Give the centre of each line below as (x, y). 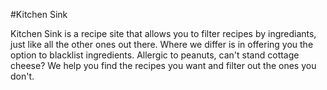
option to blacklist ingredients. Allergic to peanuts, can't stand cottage (155, 55)
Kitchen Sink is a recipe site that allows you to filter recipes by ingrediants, (163, 33)
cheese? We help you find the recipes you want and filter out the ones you (163, 65)
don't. (22, 76)
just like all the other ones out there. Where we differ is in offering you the (162, 44)
